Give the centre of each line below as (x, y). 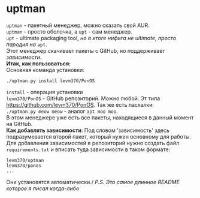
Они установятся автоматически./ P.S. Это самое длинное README (93, 182)
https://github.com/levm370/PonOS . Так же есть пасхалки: (80, 104)
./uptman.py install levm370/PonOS (51, 81)
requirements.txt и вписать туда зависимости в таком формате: (88, 149)
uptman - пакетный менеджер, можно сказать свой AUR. (78, 25)
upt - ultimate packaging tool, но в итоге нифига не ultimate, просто (91, 38)
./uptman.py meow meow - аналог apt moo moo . (62, 111)
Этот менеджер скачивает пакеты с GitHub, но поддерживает (86, 50)
